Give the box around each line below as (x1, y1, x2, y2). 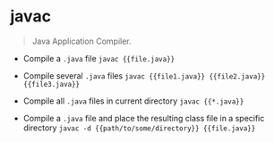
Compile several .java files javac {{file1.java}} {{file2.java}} (22, 70, 266, 81)
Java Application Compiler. (31, 36, 133, 46)
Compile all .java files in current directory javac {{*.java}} (22, 96, 244, 106)
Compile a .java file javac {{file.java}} (22, 53, 176, 63)
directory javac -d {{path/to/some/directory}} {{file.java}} (22, 122, 256, 133)
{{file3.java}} (22, 79, 81, 88)
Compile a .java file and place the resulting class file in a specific (22, 113, 265, 123)
